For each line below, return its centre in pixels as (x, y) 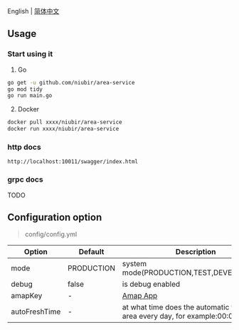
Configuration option (55, 218)
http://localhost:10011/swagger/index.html (73, 162)
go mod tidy (25, 89)
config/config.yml (51, 234)
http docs (24, 147)
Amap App (140, 296)
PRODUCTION (91, 268)
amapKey (27, 296)
